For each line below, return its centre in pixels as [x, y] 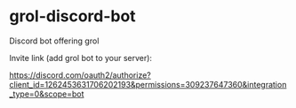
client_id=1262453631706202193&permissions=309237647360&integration [148, 84]
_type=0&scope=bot [47, 94]
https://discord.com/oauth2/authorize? [80, 75]
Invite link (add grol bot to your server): [81, 58]
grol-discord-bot [72, 16]
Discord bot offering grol [54, 41]
